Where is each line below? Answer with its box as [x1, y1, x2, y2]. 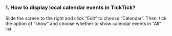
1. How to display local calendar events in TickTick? [5, 4, 136, 11]
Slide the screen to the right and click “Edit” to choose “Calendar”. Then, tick [5, 15, 167, 21]
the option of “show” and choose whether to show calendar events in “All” [5, 20, 161, 26]
